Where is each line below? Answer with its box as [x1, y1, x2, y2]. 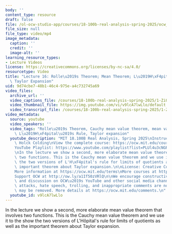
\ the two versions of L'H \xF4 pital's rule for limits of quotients [14, 159, 164, 165]
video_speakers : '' [10, 121, 52, 127]
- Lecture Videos [5, 60, 42, 65]
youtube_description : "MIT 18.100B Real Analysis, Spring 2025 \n [10, 136, 153, 141]
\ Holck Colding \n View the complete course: [14, 141, 111, 146]
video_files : [5, 88, 33, 93]
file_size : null [5, 27, 40, 32]
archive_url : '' [10, 93, 45, 98]
